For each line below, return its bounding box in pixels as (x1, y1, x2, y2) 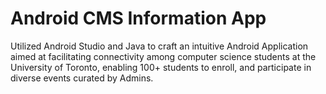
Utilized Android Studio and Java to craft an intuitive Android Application (10, 40, 309, 52)
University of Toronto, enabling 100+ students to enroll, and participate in (10, 61, 312, 73)
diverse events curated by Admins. (10, 72, 154, 84)
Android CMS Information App (10, 7, 267, 30)
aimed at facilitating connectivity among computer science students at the (10, 50, 317, 62)
